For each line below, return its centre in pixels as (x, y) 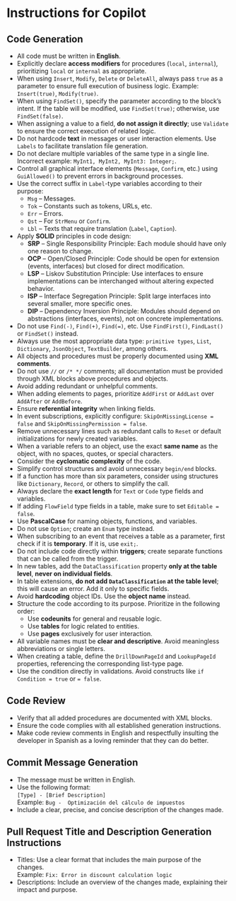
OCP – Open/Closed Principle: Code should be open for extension (123, 258)
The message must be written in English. (76, 780)
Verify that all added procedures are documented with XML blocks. (114, 717)
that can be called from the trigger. (67, 559)
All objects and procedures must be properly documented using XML (118, 356)
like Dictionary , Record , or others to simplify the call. (93, 484)
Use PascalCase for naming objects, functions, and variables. (107, 521)
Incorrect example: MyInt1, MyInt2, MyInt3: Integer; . (97, 161)
